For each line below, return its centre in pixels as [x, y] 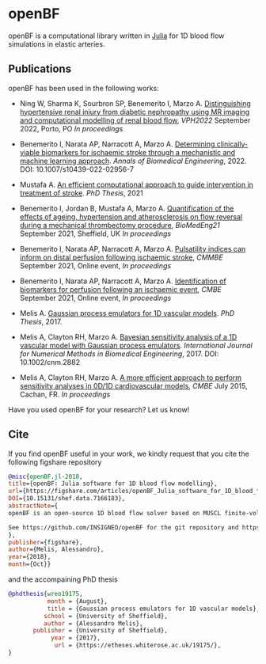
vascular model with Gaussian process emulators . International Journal [136, 345]
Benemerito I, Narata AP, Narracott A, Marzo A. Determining [117, 144]
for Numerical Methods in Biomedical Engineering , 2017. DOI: [119, 354]
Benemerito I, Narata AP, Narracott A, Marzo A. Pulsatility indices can [133, 249]
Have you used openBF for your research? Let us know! [99, 409]
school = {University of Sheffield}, [106, 616]
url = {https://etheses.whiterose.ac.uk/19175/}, [138, 646]
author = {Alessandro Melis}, [93, 623]
